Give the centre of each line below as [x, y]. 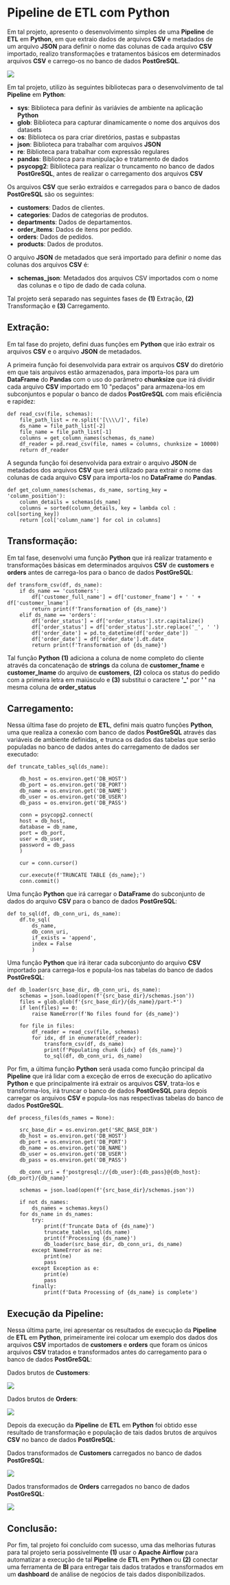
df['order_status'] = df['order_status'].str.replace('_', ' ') [126, 627]
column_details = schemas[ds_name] [70, 502]
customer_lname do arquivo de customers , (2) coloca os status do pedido [114, 673]
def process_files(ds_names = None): [61, 1118]
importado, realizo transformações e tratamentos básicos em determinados [114, 54]
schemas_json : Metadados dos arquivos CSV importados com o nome [117, 278]
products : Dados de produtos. [60, 244]
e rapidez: [21, 401]
